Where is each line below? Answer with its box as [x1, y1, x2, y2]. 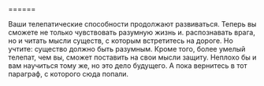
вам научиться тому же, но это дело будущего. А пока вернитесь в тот [8, 61, 247, 70]
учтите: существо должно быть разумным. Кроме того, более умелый [8, 45, 246, 53]
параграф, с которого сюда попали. [8, 70, 128, 78]
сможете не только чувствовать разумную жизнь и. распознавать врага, [8, 28, 256, 37]
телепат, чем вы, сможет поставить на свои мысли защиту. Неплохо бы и [8, 52, 257, 62]
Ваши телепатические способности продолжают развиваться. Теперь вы [8, 20, 257, 28]
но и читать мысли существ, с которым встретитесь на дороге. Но [8, 36, 234, 45]
